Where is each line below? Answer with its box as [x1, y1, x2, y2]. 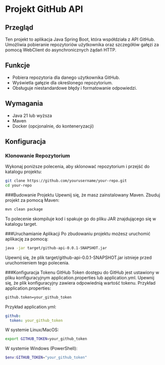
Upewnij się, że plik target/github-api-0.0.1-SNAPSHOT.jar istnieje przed [5, 254, 152, 260]
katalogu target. [5, 221, 38, 227]
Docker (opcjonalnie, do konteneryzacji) [12, 123, 94, 129]
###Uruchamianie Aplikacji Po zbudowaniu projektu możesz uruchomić [5, 231, 151, 237]
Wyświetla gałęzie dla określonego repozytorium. [12, 79, 113, 85]
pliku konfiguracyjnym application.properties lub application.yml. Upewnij [5, 274, 155, 281]
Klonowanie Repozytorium [5, 152, 70, 159]
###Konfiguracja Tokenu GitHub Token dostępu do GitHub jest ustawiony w [5, 269, 160, 275]
